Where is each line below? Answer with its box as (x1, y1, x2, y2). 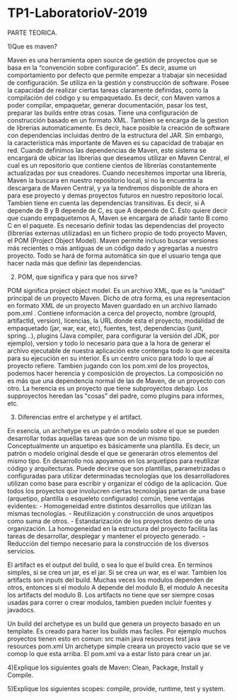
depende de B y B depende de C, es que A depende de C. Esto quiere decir (7, 206, 228, 214)
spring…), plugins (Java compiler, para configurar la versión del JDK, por (7, 331, 219, 340)
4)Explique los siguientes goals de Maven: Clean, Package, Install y (7, 663, 204, 672)
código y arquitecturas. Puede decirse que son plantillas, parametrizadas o (7, 464, 226, 472)
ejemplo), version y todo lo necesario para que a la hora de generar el (7, 338, 211, 348)
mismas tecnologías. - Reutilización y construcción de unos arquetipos (7, 509, 214, 517)
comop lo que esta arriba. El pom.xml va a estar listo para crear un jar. (7, 649, 212, 658)
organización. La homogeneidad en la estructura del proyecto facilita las (7, 524, 218, 532)
